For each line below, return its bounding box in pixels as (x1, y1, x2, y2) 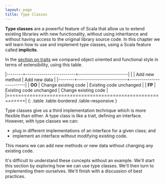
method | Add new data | (5, 77, 56, 83)
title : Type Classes (5, 12, 48, 17)
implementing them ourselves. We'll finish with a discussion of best (5, 168, 143, 174)
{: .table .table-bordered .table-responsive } (28, 97, 117, 103)
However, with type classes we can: (5, 118, 78, 124)
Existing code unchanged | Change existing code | (5, 87, 108, 93)
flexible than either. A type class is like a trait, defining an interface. (5, 112, 142, 118)
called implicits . (5, 47, 38, 53)
